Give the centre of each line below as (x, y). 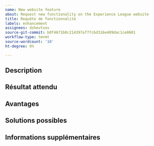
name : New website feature (33, 10)
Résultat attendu (31, 87)
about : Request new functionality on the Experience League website (77, 14)
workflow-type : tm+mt (27, 37)
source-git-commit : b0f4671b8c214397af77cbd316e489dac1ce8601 (70, 32)
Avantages (22, 104)
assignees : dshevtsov (27, 28)
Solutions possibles (36, 121)
